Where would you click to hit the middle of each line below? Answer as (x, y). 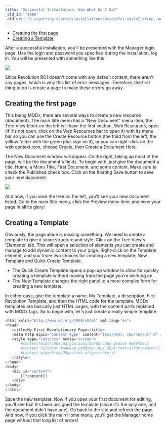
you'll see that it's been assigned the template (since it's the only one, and (81, 404)
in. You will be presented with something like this (55, 58)
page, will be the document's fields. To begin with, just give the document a (82, 162)
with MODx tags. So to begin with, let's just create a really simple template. (81, 312)
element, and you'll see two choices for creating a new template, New (76, 255)
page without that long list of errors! (41, 420)
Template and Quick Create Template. (44, 261)
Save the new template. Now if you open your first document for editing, (79, 399)
